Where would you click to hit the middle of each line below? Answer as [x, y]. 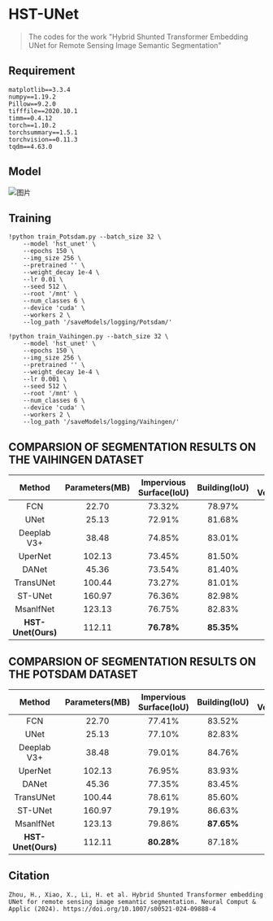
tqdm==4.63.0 [30, 146]
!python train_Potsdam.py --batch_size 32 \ [85, 237]
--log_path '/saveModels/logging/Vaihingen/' [102, 422]
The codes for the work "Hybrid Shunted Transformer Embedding [138, 37]
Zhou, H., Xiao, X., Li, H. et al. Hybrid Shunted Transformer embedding [136, 895]
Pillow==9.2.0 [32, 104]
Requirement [42, 71]
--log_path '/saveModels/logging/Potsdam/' [98, 322]
